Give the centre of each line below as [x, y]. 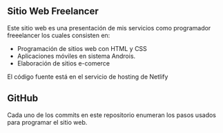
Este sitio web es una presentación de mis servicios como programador [109, 28]
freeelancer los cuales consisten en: [59, 35]
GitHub [23, 98]
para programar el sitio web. [47, 122]
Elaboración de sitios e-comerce [64, 63]
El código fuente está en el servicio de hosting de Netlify [88, 76]
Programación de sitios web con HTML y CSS [82, 48]
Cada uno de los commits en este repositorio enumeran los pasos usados [111, 115]
